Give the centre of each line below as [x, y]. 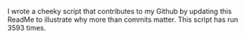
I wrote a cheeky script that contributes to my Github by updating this [120, 11]
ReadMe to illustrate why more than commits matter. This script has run [123, 19]
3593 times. [27, 28]
